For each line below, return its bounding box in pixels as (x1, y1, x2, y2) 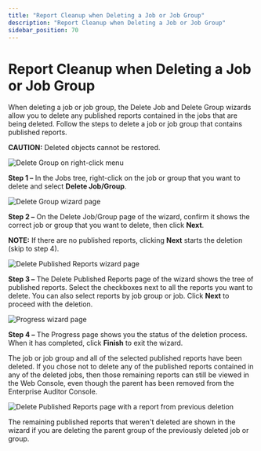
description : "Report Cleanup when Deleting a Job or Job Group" (8, 19, 226, 27)
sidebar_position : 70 (8, 26, 79, 34)
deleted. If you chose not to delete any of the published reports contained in (8, 362, 254, 372)
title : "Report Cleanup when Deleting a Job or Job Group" (8, 11, 205, 20)
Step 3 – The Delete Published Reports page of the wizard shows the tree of (8, 274, 254, 284)
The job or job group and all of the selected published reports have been (8, 354, 243, 363)
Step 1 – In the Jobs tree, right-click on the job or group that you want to (8, 174, 241, 183)
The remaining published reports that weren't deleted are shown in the (8, 417, 236, 427)
